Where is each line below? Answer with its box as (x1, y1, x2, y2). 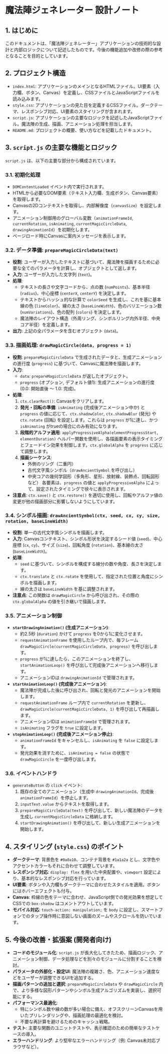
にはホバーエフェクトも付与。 (12, 888, 74, 894)
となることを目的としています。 (5, 53, 71, 59)
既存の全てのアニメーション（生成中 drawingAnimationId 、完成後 (20, 789, 154, 795)
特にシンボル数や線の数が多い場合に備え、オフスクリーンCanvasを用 (20, 1006, 163, 1012)
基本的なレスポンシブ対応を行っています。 (21, 875, 109, 881)
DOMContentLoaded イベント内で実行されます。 (12, 184, 107, 190)
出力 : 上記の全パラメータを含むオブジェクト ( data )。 (12, 328, 121, 334)
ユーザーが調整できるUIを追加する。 (21, 975, 96, 981)
